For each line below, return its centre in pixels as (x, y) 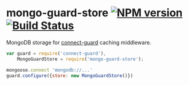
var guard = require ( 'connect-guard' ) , (56, 53)
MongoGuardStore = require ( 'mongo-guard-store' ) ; (81, 59)
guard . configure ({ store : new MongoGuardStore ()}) (70, 75)
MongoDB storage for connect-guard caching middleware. (79, 42)
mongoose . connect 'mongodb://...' (50, 70)
